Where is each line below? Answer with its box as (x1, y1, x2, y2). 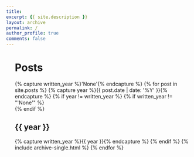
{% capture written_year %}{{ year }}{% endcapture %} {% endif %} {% (14, 138, 189, 145)
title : (6, 8, 22, 15)
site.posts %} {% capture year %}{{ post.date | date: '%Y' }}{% (14, 86, 168, 94)
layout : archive (6, 19, 46, 25)
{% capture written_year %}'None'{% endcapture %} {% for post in (14, 80, 178, 87)
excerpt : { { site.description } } (6, 14, 88, 20)
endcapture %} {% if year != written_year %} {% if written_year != (14, 93, 173, 100)
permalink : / (6, 25, 38, 31)
